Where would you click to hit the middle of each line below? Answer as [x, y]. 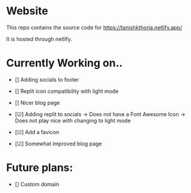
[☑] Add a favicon [37, 132]
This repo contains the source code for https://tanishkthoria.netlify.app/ [94, 27]
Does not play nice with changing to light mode [73, 120]
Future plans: [40, 168]
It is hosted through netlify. [39, 39]
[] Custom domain [37, 184]
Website [27, 11]
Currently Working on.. [64, 63]
